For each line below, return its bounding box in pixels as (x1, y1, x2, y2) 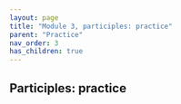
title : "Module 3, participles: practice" (9, 22, 173, 31)
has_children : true (9, 47, 84, 56)
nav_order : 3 (9, 38, 59, 48)
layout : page (9, 13, 59, 23)
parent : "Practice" (9, 30, 84, 39)
